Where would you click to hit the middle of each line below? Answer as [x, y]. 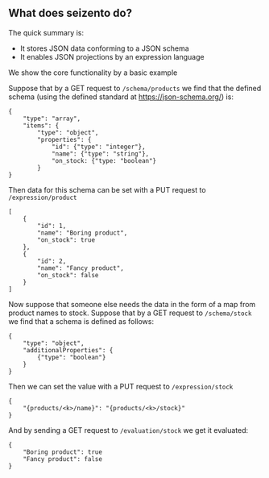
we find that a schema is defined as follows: [81, 321]
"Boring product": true [63, 452]
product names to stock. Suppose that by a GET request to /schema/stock [130, 313]
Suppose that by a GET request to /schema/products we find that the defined [135, 88]
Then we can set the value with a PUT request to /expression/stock [121, 386]
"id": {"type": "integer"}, [99, 147]
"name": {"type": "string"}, [100, 154]
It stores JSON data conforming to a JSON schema [104, 48]
